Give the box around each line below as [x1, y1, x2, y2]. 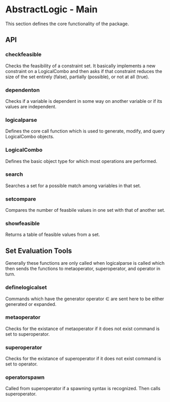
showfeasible [5, 220, 40, 227]
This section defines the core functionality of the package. [5, 21, 129, 27]
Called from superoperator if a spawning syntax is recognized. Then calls [5, 386, 161, 392]
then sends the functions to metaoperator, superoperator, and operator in [5, 266, 161, 272]
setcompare [5, 195, 36, 203]
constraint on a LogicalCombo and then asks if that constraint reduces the [5, 68, 163, 74]
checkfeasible [5, 51, 42, 58]
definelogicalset [5, 284, 47, 291]
